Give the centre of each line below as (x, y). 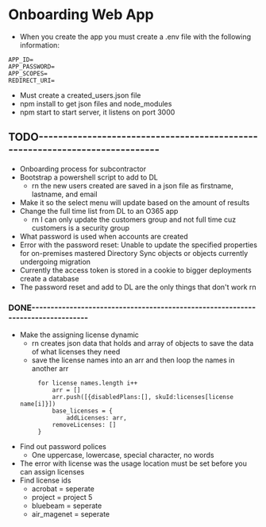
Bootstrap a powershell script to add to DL (89, 177)
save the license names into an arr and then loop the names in (133, 360)
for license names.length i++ (88, 383)
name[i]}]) (38, 404)
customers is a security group (80, 227)
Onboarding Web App (81, 15)
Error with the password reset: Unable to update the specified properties (139, 245)
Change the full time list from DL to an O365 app (99, 211)
